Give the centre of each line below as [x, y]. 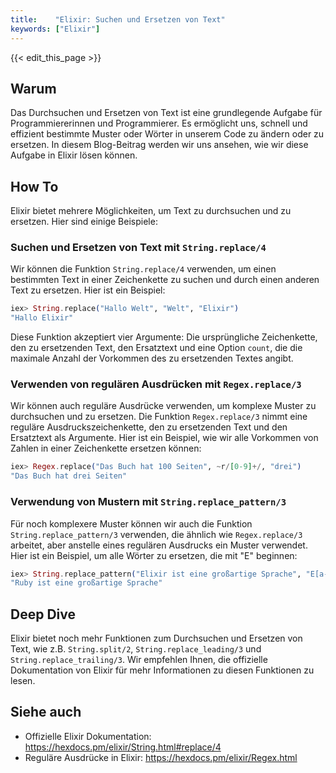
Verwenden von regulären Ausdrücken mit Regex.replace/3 [156, 384]
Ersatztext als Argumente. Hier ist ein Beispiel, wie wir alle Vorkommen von [164, 438]
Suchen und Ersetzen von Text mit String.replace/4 [138, 248]
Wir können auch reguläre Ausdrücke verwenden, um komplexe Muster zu [163, 406]
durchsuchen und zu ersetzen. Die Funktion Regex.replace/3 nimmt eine [159, 417]
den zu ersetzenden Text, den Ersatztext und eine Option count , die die [156, 348]
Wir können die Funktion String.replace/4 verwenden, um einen [143, 269]
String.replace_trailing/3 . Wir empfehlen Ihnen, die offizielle [139, 660]
